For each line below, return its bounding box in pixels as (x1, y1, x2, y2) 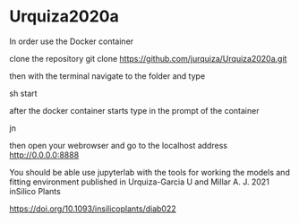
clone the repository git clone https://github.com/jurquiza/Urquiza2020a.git (9, 53, 287, 64)
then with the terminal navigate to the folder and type (9, 70, 206, 81)
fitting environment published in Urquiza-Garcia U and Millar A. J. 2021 (9, 176, 270, 187)
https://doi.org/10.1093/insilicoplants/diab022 (9, 203, 176, 214)
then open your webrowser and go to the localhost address (9, 140, 228, 150)
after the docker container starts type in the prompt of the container (9, 105, 260, 116)
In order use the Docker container (9, 36, 134, 47)
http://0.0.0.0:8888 (9, 150, 80, 160)
